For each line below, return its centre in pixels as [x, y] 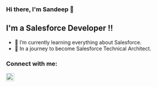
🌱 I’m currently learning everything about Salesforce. [78, 42]
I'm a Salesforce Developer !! [60, 28]
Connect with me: [32, 64]
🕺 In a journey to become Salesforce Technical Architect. [83, 48]
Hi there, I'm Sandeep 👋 [40, 9]
